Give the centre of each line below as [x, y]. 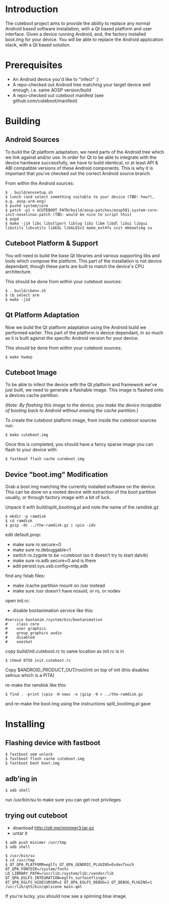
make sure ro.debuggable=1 [42, 550]
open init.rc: [18, 601]
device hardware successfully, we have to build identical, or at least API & [82, 162]
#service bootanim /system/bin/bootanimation [54, 620]
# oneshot [19, 642]
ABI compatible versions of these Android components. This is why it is [79, 168]
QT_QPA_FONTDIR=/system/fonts [37, 869]
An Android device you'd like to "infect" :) [56, 79]
